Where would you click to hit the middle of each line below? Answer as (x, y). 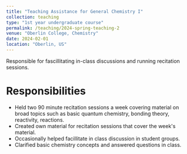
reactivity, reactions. (39, 120)
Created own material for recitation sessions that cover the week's (95, 126)
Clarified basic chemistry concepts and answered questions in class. (98, 145)
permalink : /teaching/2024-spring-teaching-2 (63, 28)
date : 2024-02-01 (27, 39)
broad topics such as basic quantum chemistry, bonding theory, (92, 113)
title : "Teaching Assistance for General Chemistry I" (75, 11)
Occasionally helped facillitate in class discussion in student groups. (97, 138)
